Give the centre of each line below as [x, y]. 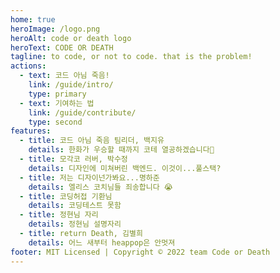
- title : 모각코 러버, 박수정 [73, 159]
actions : [28, 66]
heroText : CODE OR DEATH [62, 47]
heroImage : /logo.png [55, 29]
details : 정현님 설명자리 [75, 224]
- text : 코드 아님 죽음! [64, 76]
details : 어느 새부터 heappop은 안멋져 [102, 242]
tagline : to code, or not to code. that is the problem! [131, 57]
